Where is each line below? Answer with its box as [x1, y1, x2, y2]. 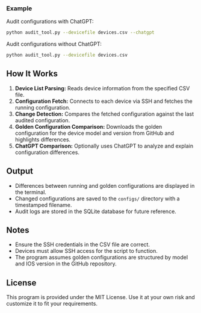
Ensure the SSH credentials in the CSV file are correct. [14, 241, 150, 248]
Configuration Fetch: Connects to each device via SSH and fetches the [14, 98, 193, 105]
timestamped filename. [14, 201, 72, 208]
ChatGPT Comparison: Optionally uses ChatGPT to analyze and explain [14, 142, 194, 149]
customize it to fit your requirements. [6, 300, 98, 308]
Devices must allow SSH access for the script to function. [14, 247, 158, 255]
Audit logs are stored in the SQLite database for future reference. [14, 208, 176, 215]
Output [6, 166, 33, 176]
